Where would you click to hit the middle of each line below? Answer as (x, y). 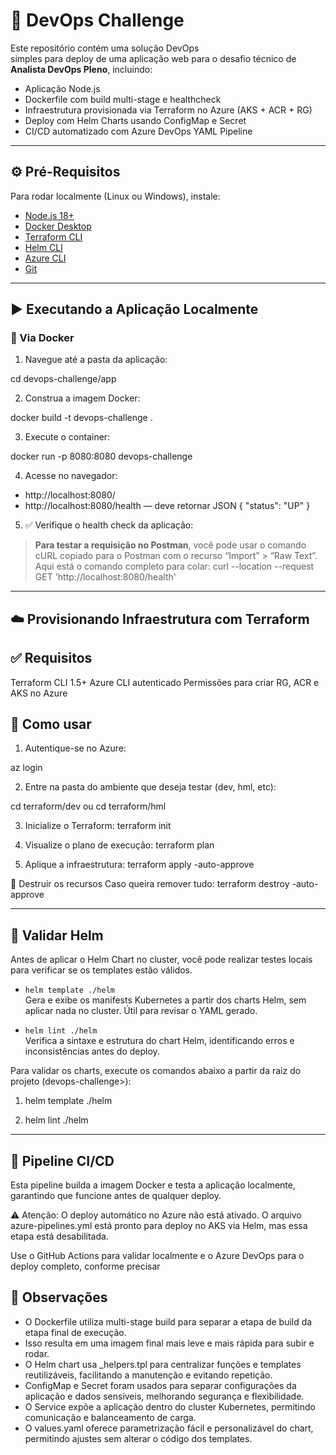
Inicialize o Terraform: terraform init (98, 826)
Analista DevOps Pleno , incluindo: (81, 69)
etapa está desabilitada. (59, 1236)
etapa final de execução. (75, 1332)
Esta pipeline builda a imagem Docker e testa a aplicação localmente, (153, 1185)
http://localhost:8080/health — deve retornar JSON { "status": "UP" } (167, 506)
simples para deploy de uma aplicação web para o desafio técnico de (153, 58)
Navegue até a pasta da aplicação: (96, 360)
